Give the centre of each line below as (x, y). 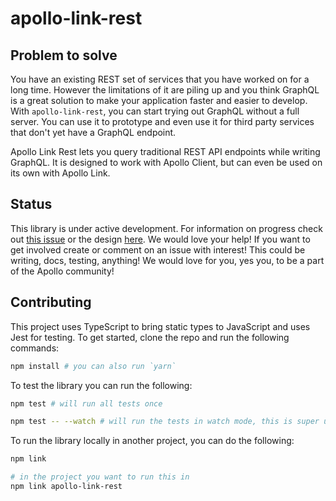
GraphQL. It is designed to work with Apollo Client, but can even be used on (166, 162)
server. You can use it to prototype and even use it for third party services (162, 121)
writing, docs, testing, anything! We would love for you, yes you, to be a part (167, 260)
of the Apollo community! (62, 271)
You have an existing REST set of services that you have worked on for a (160, 79)
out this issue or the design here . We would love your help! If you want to (160, 239)
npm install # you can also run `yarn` (93, 366)
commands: (35, 348)
